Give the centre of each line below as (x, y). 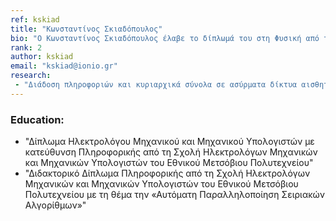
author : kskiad (42, 57)
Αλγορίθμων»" (55, 205)
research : (31, 76)
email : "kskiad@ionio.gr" (64, 66)
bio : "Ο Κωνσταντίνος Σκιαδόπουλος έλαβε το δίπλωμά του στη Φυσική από (165, 38)
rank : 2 (26, 47)
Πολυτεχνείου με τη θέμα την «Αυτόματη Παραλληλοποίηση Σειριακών (175, 195)
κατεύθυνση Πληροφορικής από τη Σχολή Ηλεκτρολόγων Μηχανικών (171, 152)
